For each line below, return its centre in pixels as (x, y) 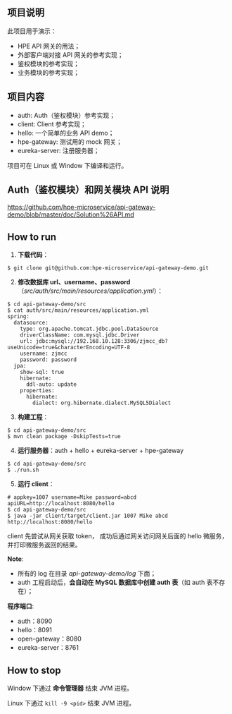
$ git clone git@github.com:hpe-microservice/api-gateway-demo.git (108, 268)
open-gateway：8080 (50, 639)
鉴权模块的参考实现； (48, 63)
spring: (19, 317)
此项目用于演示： (32, 31)
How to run (32, 237)
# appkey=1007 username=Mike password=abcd (72, 497)
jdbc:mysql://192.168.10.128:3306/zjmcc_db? (102, 341)
